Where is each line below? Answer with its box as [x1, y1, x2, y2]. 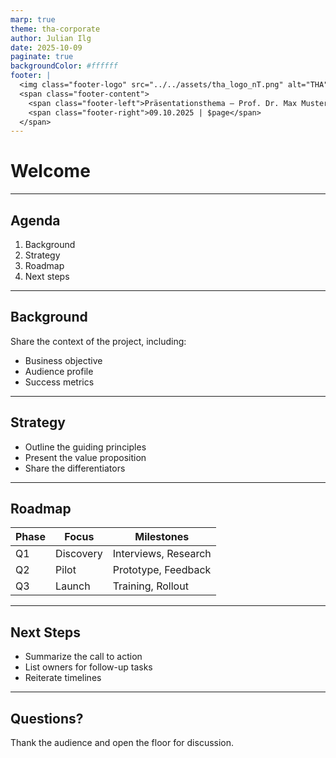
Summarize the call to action [24, 651, 143, 663]
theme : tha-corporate [10, 24, 101, 34]
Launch [55, 579, 91, 593]
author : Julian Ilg [10, 33, 92, 43]
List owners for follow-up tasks [24, 661, 153, 673]
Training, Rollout [112, 579, 189, 593]
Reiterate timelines [24, 672, 102, 684]
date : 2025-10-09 [10, 42, 83, 53]
